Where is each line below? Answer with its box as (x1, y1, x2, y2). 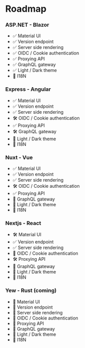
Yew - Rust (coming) (5, 287, 57, 294)
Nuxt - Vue (5, 154, 33, 161)
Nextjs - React (5, 220, 42, 227)
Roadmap (5, 3, 47, 15)
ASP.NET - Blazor (5, 21, 49, 29)
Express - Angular (5, 86, 51, 93)
